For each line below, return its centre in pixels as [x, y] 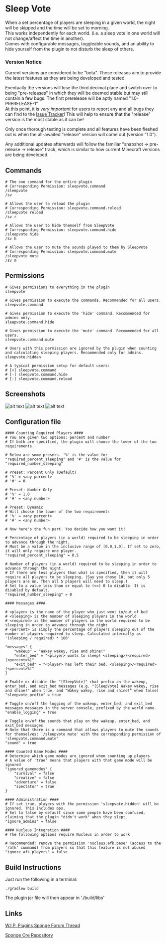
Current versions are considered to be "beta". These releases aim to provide [83, 73]
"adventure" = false [35, 782]
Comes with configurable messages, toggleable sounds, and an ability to [80, 43]
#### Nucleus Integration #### [38, 830]
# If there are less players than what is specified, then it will [77, 573]
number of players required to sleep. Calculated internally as [73, 634]
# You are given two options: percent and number [58, 438]
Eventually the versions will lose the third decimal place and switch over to [81, 88]
